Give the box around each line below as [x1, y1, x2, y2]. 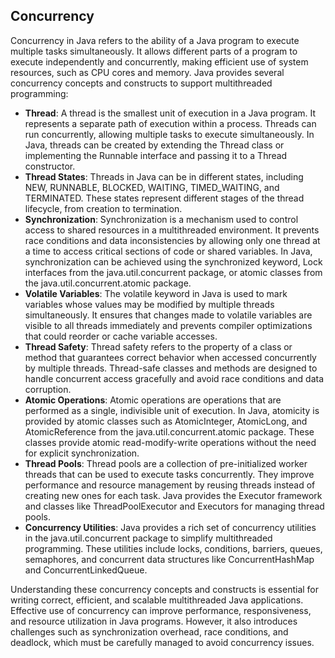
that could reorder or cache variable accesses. [24, 330, 218, 342]
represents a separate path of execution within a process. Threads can [24, 117, 317, 129]
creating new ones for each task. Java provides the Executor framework [24, 489, 323, 501]
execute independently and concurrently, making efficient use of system [10, 55, 309, 68]
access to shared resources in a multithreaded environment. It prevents [24, 224, 320, 236]
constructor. [24, 160, 76, 172]
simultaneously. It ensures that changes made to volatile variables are [24, 309, 313, 321]
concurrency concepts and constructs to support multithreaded [10, 77, 273, 89]
